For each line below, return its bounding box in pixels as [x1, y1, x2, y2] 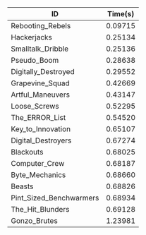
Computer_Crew [11, 159, 65, 168]
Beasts [11, 181, 34, 191]
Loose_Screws [11, 102, 60, 111]
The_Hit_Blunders [11, 205, 70, 214]
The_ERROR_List [11, 113, 66, 122]
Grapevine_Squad [11, 78, 71, 88]
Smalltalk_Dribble [11, 44, 69, 54]
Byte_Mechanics [11, 170, 66, 179]
